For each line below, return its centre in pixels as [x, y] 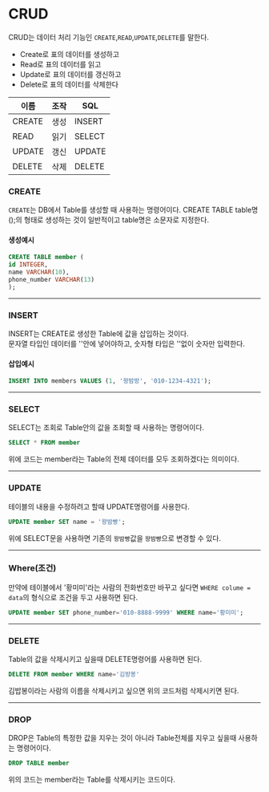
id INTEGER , [28, 265]
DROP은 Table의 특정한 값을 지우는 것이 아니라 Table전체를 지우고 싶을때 [122, 738]
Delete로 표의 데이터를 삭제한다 [69, 84]
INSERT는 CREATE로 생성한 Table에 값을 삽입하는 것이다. [99, 334]
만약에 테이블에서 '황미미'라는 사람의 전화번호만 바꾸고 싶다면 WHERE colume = [129, 587]
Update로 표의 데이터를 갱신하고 [70, 74]
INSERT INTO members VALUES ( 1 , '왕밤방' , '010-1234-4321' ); [110, 381]
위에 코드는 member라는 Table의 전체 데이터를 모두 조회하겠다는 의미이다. [124, 459]
